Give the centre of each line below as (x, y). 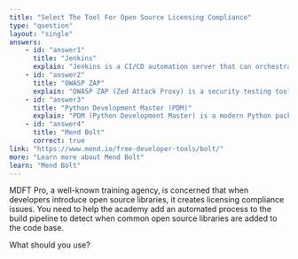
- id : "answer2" (55, 75)
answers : (25, 42)
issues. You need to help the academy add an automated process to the (141, 209)
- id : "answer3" (55, 99)
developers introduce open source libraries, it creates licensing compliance (147, 200)
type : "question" (41, 26)
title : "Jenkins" (65, 58)
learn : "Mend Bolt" (45, 165)
